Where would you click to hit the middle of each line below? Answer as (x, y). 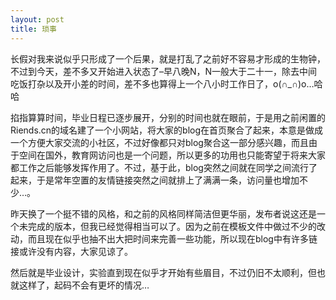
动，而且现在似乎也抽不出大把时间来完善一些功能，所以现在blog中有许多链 (164, 238)
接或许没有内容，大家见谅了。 (71, 251)
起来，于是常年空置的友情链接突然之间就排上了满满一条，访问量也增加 (155, 180)
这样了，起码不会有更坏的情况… (84, 285)
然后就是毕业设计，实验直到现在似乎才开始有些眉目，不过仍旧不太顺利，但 (163, 272)
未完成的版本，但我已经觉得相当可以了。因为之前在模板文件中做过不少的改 (172, 226)
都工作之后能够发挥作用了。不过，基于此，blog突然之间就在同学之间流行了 (164, 167)
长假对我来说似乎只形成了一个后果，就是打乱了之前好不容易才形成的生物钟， (168, 58)
